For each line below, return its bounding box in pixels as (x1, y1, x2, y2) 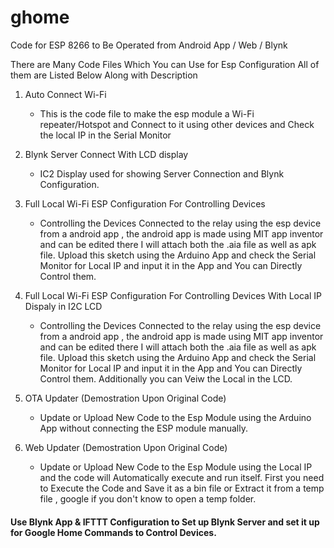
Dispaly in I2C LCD (24, 300, 103, 312)
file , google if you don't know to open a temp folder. (39, 492, 257, 505)
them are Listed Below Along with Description (10, 69, 198, 81)
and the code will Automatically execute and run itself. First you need (39, 471, 325, 483)
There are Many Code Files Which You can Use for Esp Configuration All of (10, 58, 320, 70)
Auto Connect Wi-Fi (24, 88, 107, 100)
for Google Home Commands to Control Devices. (10, 526, 217, 538)
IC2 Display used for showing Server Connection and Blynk (39, 167, 285, 180)
